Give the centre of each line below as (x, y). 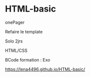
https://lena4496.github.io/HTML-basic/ (45, 69)
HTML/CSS (16, 50)
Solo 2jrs (14, 41)
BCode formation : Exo (27, 60)
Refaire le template (24, 31)
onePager (15, 22)
